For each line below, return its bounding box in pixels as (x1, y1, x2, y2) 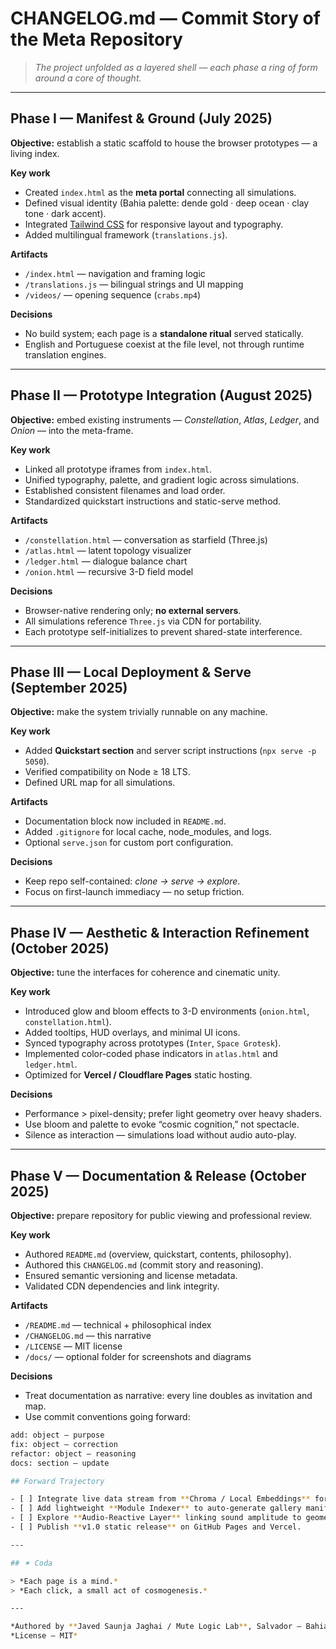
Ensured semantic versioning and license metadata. (24, 1270, 238, 1281)
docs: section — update (10, 1458, 110, 1468)
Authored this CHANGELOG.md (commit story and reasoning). (24, 1259, 264, 1271)
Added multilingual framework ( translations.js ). (24, 228, 228, 241)
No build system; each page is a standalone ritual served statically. (24, 327, 304, 339)
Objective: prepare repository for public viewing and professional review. (10, 1210, 313, 1221)
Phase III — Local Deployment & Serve (10, 663, 252, 681)
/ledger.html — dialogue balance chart (24, 555, 188, 567)
